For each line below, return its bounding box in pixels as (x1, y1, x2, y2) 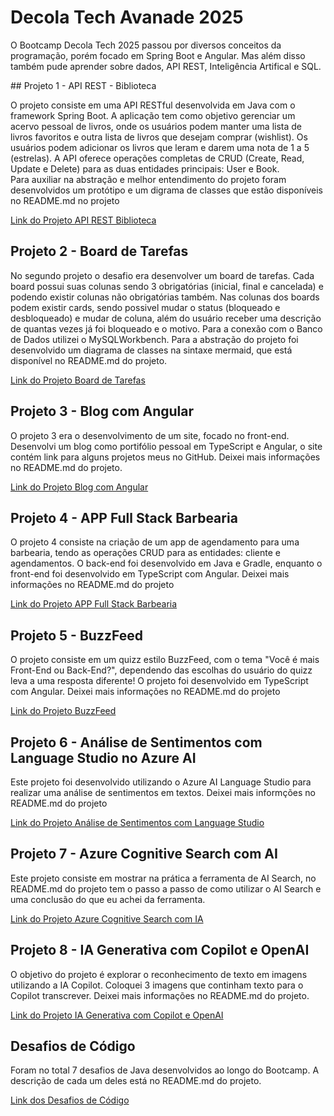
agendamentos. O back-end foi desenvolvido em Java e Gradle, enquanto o (10, 557, 323, 570)
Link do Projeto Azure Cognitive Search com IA (10, 912, 204, 925)
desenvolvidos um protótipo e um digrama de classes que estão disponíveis (10, 184, 323, 196)
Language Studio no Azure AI (10, 749, 197, 766)
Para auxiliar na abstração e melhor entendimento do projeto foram (10, 173, 287, 185)
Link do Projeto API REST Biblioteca (10, 214, 157, 226)
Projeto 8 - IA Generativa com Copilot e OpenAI (10, 942, 310, 959)
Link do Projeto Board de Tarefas (10, 374, 146, 386)
